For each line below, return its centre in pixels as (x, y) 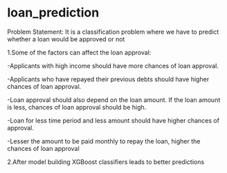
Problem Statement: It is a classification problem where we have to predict (113, 32)
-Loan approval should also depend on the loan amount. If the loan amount (114, 100)
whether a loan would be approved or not (66, 39)
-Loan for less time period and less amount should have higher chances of (113, 120)
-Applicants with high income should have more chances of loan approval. (113, 65)
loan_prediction (53, 13)
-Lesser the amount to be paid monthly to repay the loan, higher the (104, 141)
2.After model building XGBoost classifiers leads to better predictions (106, 162)
